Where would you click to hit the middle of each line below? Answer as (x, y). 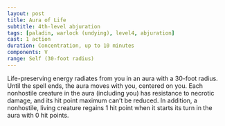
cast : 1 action (29, 39)
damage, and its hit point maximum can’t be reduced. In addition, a (102, 100)
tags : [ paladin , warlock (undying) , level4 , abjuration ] (91, 33)
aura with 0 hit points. (38, 115)
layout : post (26, 13)
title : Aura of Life (37, 20)
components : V (28, 53)
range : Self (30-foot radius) (51, 59)
